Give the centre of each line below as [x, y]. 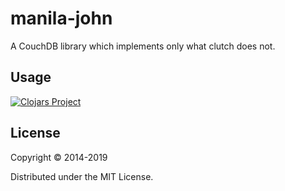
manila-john [61, 18]
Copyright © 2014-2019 [59, 157]
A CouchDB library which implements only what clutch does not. [143, 46]
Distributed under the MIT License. [82, 176]
